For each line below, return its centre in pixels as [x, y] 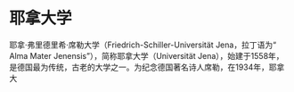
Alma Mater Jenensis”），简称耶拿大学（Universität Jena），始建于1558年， [147, 55]
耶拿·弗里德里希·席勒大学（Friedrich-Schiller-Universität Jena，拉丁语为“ [143, 45]
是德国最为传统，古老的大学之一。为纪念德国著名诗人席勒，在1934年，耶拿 [147, 67]
